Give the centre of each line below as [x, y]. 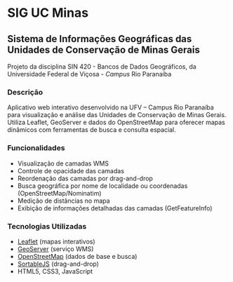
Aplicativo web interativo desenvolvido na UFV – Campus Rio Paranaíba [111, 107]
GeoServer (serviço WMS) [55, 249]
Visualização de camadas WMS [63, 163]
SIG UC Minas [48, 13]
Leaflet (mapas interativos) [56, 241]
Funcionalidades [36, 148]
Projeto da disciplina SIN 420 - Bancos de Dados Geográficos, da [102, 67]
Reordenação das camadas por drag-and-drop [85, 178]
